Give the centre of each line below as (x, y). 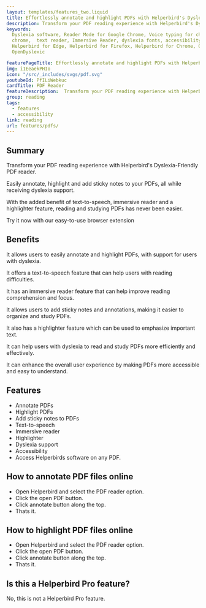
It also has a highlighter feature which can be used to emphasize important (101, 328)
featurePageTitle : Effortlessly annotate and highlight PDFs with (93, 63)
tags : (13, 103)
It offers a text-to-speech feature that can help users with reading (90, 273)
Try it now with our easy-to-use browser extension (71, 221)
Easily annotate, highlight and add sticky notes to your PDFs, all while (94, 184)
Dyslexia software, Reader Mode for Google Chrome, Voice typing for (102, 35)
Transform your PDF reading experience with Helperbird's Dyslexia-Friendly (102, 165)
